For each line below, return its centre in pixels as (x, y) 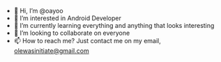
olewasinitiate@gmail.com (51, 51)
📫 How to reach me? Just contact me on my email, (87, 41)
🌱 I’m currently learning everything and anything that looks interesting (114, 25)
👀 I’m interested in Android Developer (68, 18)
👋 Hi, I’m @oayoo (39, 11)
